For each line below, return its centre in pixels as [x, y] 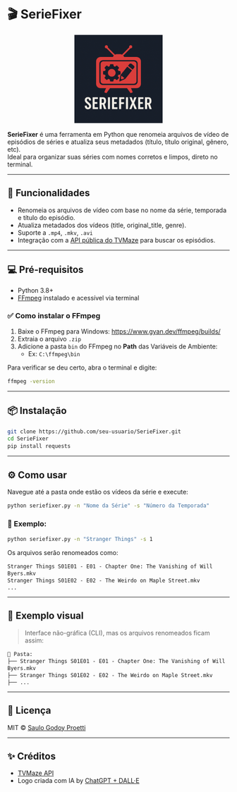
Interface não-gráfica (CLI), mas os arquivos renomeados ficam [117, 633]
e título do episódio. [46, 217]
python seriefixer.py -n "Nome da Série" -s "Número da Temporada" [109, 506]
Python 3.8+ [36, 290]
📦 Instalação [37, 411]
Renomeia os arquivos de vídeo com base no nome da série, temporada [122, 210]
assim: [34, 640]
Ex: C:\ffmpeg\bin [54, 353]
